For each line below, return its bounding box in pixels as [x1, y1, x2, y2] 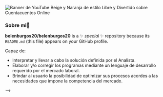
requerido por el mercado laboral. [12, 68, 80, 74]
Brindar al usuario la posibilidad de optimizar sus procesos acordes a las [12, 73, 158, 79]
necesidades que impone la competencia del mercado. [12, 78, 123, 84]
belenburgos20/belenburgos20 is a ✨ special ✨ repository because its [5, 33, 150, 39]
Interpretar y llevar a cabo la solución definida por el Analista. [12, 58, 136, 63]
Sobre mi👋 [5, 22, 30, 29]
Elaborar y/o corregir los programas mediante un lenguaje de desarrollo [12, 62, 156, 68]
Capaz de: [5, 48, 26, 54]
